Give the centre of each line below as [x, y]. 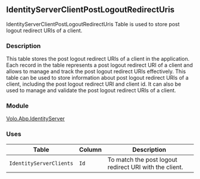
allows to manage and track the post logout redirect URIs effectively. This [96, 71]
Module [17, 106]
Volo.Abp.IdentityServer [36, 119]
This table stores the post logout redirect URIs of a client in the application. [98, 59]
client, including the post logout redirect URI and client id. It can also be [94, 84]
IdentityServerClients [41, 163]
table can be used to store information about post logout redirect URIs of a [97, 78]
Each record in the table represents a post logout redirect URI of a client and [100, 65]
